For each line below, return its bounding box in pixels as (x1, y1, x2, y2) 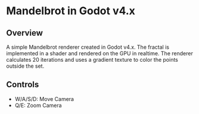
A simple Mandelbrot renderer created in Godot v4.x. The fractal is (6, 43, 170, 50)
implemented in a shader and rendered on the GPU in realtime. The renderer (6, 50, 194, 57)
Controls (6, 80, 39, 90)
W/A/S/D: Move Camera (14, 95, 74, 102)
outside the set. (6, 62, 45, 69)
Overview (6, 28, 43, 38)
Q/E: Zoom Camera (14, 102, 62, 109)
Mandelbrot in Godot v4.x (6, 4, 136, 18)
